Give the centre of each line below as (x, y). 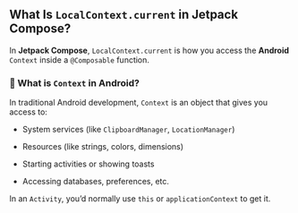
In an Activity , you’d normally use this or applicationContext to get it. (140, 199)
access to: (28, 112)
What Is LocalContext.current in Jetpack (124, 15)
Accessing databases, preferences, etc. (96, 182)
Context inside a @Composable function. (80, 60)
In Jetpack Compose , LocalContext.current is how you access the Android (149, 50)
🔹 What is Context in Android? (75, 82)
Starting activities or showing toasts (88, 164)
